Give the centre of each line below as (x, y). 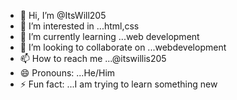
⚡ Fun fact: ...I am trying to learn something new (118, 84)
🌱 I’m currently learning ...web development (109, 36)
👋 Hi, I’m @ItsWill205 (63, 15)
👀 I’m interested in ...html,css (79, 26)
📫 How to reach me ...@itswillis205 (93, 58)
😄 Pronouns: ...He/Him (67, 73)
